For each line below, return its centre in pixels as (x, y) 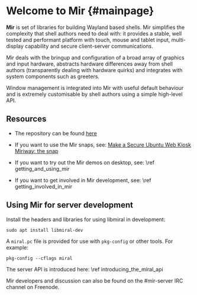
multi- (179, 40)
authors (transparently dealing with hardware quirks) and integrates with (94, 70)
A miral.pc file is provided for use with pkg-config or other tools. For (90, 241)
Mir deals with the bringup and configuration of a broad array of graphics (95, 57)
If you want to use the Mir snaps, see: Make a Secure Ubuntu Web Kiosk (103, 145)
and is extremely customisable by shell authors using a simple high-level (94, 94)
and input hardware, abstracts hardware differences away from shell (90, 64)
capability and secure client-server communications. (89, 46)
